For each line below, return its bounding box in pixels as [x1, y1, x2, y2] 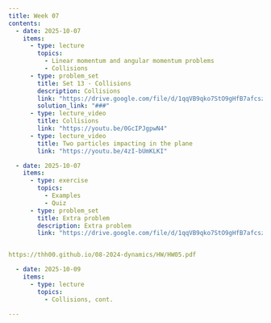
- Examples [44, 191, 81, 199]
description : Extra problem [37, 221, 131, 230]
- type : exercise [29, 177, 89, 185]
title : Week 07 [8, 11, 60, 20]
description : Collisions [37, 86, 121, 95]
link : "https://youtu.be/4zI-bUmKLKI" [37, 147, 168, 155]
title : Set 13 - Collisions [37, 79, 131, 87]
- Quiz [44, 199, 67, 207]
